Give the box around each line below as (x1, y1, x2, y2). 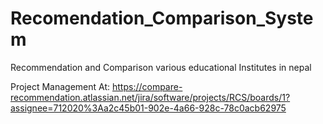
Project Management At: (10, 80, 111, 92)
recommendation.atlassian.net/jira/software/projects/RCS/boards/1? (10, 91, 291, 103)
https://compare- (111, 80, 183, 92)
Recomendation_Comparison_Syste (10, 7, 314, 30)
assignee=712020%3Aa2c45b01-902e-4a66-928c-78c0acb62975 (10, 102, 287, 114)
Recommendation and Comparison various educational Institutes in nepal (10, 61, 312, 73)
